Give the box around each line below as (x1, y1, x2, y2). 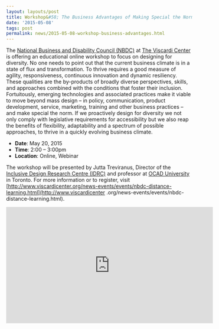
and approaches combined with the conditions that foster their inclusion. (6, 84, 183, 92)
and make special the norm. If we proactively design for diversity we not (6, 110, 182, 117)
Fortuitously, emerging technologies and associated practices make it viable (6, 91, 191, 98)
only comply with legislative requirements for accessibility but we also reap (6, 116, 189, 123)
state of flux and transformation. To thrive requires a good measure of (6, 66, 176, 73)
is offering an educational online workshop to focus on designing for (6, 53, 172, 60)
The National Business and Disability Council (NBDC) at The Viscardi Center (6, 47, 191, 54)
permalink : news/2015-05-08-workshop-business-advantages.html (6, 31, 165, 37)
